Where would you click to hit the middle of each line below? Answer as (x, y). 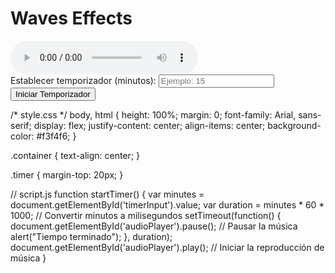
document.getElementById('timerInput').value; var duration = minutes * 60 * (167, 204)
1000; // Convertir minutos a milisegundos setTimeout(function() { (146, 215)
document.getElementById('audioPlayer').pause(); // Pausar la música (154, 226)
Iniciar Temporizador (53, 93)
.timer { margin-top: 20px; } (67, 174)
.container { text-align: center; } (75, 155)
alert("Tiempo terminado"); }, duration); (91, 236)
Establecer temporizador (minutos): (83, 80)
